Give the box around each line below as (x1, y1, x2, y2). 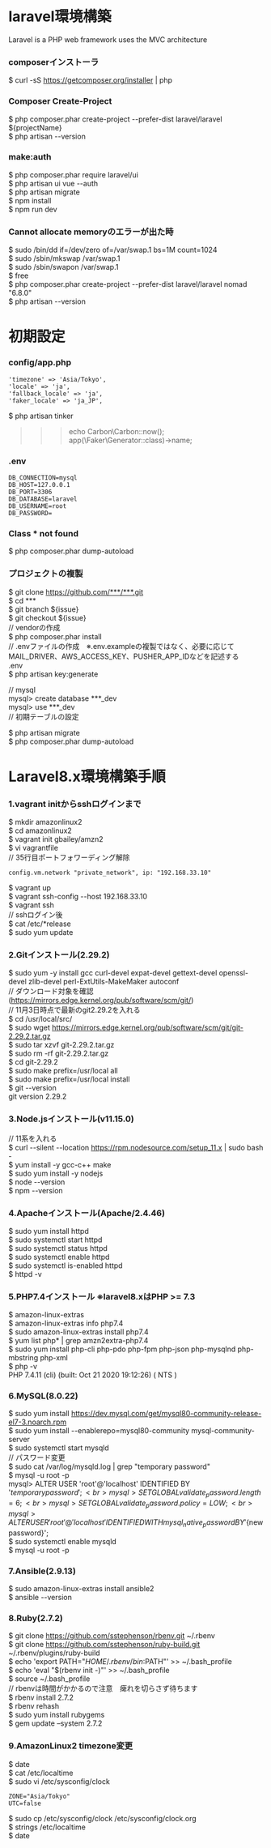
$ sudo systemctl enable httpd (8, 1252, 110, 1261)
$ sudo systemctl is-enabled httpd (8, 1261, 123, 1270)
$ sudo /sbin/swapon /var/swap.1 (8, 262, 119, 272)
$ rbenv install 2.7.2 (8, 1692, 74, 1702)
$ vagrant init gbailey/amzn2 (8, 834, 104, 843)
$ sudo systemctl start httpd (8, 1235, 103, 1244)
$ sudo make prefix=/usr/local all (8, 1066, 119, 1076)
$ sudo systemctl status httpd (8, 1243, 108, 1253)
